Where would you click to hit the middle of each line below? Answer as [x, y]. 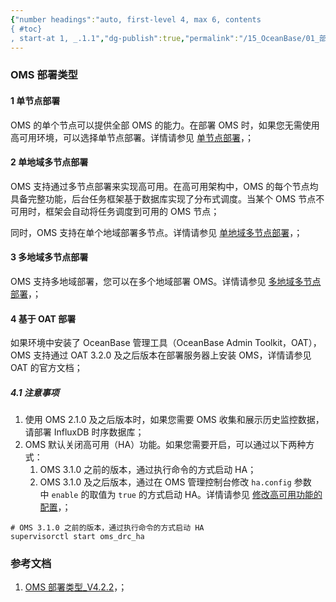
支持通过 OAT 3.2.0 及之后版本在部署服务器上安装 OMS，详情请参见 [172, 355]
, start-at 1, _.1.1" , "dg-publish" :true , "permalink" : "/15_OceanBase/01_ [165, 38]
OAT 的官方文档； [46, 368]
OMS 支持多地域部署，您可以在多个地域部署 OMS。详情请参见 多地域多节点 [166, 281]
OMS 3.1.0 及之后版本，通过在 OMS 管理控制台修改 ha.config [165, 482]
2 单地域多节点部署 [49, 162]
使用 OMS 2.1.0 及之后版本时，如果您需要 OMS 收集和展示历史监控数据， [174, 420]
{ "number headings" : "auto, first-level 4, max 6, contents [136, 19]
